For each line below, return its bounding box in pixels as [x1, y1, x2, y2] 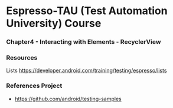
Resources [6, 54, 38, 62]
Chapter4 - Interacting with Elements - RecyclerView [6, 38, 161, 46]
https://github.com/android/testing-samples [14, 95, 122, 102]
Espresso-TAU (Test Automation [6, 4, 168, 18]
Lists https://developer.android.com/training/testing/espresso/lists [6, 67, 167, 74]
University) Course [6, 17, 102, 30]
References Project [6, 81, 63, 90]
